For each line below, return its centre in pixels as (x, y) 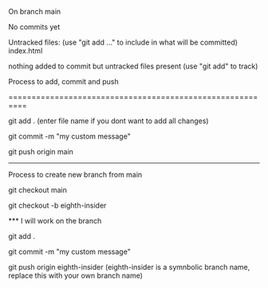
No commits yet (34, 27)
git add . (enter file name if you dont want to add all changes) (108, 121)
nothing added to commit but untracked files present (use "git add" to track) (133, 66)
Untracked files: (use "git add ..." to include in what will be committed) (123, 42)
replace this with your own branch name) (76, 275)
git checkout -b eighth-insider (57, 205)
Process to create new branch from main (75, 175)
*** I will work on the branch (55, 221)
